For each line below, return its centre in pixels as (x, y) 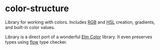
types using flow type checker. (36, 42)
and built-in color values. (30, 27)
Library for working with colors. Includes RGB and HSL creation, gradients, (80, 22)
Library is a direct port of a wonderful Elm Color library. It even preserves (79, 37)
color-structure (37, 9)
